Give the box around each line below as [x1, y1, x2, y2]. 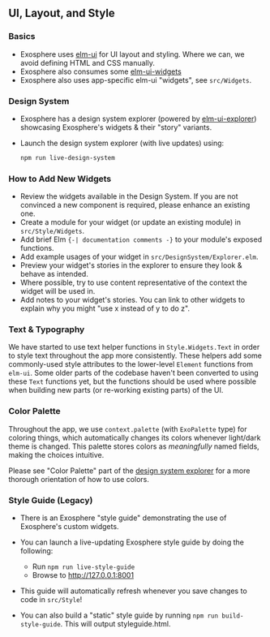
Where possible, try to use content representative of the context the [19, 278, 247, 287]
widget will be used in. [19, 286, 96, 296]
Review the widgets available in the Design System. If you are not [19, 192, 238, 201]
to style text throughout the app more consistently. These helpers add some [8, 351, 262, 360]
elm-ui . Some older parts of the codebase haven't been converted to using [8, 368, 259, 378]
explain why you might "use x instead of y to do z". [19, 303, 191, 313]
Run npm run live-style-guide [32, 562, 135, 571]
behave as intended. [19, 269, 89, 279]
